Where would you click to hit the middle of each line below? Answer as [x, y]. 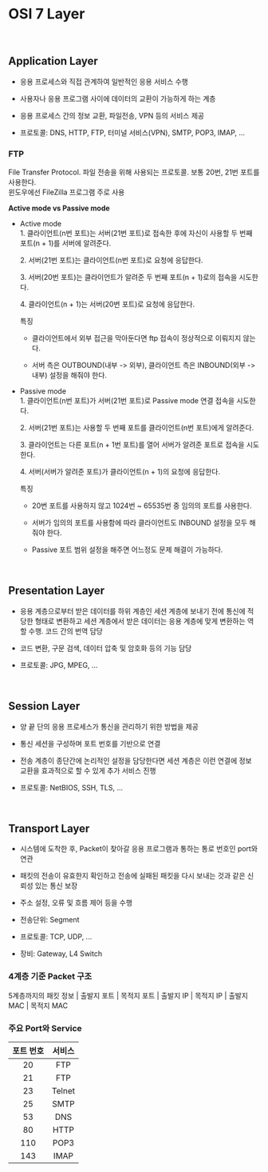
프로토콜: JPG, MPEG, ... [59, 665]
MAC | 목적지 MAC [38, 1006]
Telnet [63, 1091]
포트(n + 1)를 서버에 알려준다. [65, 243]
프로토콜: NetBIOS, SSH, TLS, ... [71, 787]
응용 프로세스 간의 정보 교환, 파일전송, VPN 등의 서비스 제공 [112, 115]
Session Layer [44, 706]
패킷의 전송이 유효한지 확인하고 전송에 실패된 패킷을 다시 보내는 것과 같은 [132, 876]
